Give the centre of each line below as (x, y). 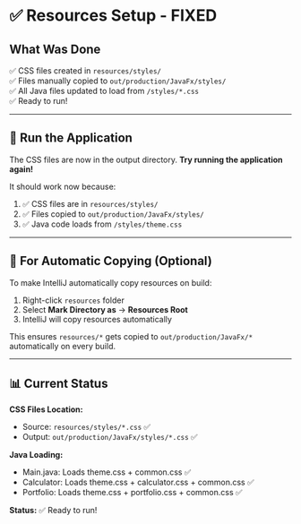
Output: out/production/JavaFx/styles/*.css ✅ (110, 437)
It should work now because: (63, 186)
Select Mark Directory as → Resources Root (105, 309)
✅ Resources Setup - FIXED (113, 16)
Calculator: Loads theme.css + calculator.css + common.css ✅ (138, 482)
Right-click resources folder (73, 300)
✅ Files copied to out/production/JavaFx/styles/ (113, 214)
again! (21, 169)
